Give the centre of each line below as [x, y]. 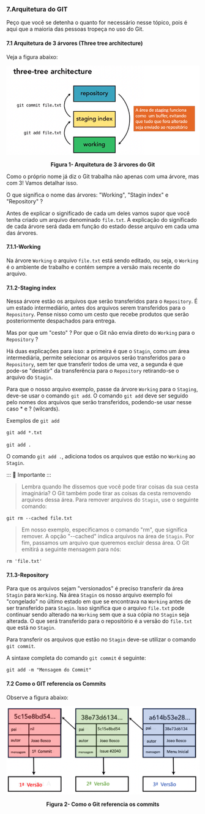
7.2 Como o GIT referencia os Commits [56, 684]
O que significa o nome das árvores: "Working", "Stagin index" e [88, 195]
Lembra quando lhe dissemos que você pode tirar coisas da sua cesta [110, 487]
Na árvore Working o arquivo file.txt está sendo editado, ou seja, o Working [102, 260]
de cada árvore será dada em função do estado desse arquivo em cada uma [103, 226]
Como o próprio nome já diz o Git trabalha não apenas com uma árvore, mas [103, 176]
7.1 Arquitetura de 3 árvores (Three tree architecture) [75, 43]
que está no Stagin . [31, 628]
